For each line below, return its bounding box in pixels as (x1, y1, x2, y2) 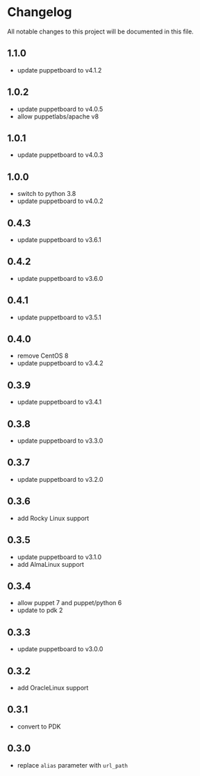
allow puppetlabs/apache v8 (17, 112, 99, 121)
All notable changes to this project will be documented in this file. (7, 27, 194, 36)
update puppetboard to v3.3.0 (17, 436, 103, 445)
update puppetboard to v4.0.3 (17, 151, 103, 159)
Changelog (7, 4, 72, 20)
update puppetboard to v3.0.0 (17, 645, 103, 653)
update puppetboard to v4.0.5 (17, 105, 103, 113)
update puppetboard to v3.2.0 (17, 475, 103, 483)
